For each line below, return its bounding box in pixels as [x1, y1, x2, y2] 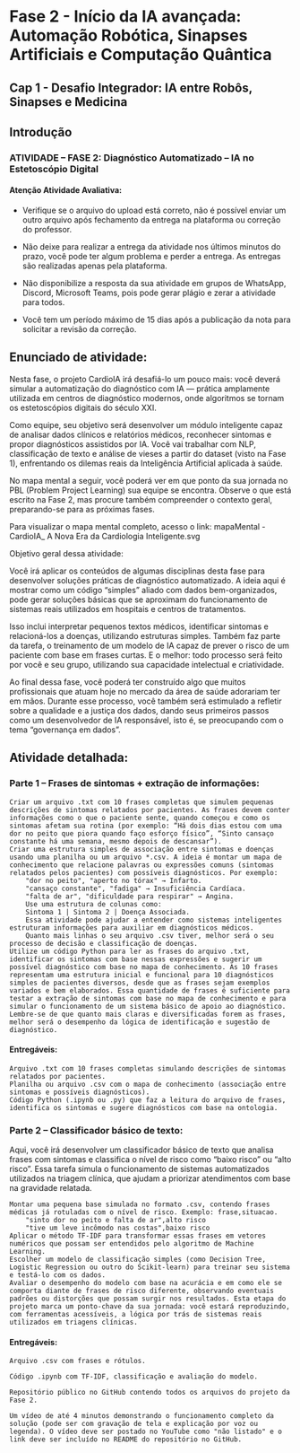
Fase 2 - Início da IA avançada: [9, 6, 242, 27]
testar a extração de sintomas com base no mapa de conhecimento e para [9, 993, 287, 1002]
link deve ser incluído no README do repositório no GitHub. [9, 1435, 243, 1444]
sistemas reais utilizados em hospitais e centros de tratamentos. [9, 603, 246, 614]
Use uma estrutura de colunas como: [25, 899, 163, 908]
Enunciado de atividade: [9, 350, 148, 365]
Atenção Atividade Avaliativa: [9, 185, 123, 196]
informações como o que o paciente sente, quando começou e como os [9, 813, 270, 822]
